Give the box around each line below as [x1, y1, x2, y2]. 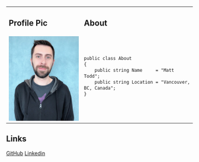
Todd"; [84, 74, 101, 80]
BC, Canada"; [84, 85, 117, 91]
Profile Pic [8, 18, 48, 28]
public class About [84, 56, 132, 62]
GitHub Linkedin [6, 150, 46, 157]
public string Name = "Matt [94, 68, 175, 74]
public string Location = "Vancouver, [94, 80, 191, 85]
